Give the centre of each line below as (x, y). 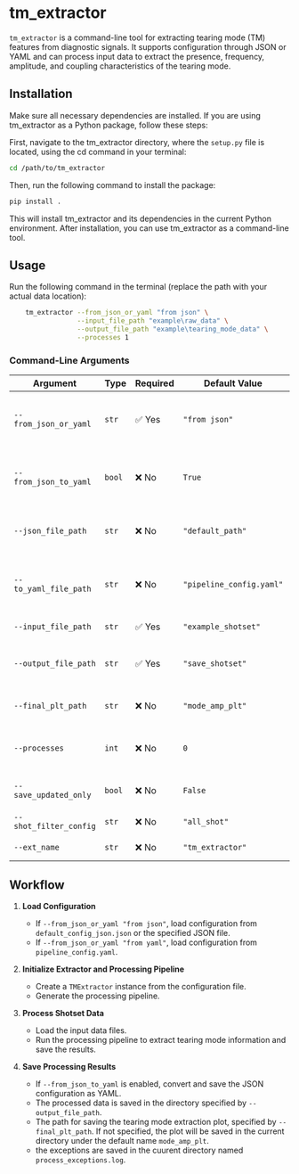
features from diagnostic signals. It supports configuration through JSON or (148, 46)
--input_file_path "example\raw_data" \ (153, 321)
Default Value (233, 383)
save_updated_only (53, 795)
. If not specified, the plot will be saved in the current (188, 1131)
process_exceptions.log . (81, 1159)
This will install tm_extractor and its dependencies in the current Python (140, 218)
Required (155, 383)
